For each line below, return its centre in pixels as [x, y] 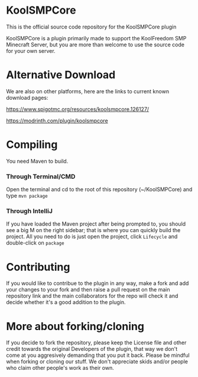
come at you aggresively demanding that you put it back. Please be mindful [98, 355]
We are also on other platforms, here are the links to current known [88, 91]
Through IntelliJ [30, 211]
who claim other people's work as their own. [60, 368]
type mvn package [27, 196]
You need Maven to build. [37, 161]
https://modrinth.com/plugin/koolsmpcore [57, 121]
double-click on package [35, 243]
